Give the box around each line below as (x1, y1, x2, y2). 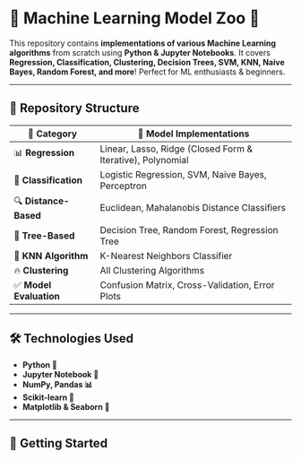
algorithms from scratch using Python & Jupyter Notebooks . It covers (9, 47, 271, 57)
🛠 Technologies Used (9, 331, 134, 346)
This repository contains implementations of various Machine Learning (9, 38, 276, 48)
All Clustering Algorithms (99, 264, 204, 276)
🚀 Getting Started (9, 435, 108, 451)
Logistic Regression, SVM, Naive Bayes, (99, 168, 267, 180)
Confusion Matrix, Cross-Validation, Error (99, 278, 275, 291)
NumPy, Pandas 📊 (21, 378, 93, 389)
